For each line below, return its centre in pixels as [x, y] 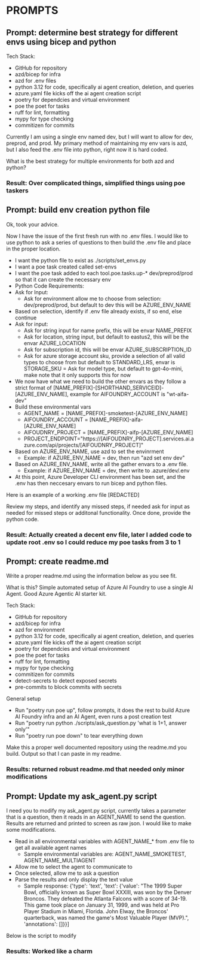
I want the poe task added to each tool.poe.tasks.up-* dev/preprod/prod [104, 273]
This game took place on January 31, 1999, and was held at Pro [101, 905]
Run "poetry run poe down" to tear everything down [79, 736]
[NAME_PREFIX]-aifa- [116, 419]
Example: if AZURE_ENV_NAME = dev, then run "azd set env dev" [104, 458]
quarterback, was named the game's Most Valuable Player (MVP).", [106, 918]
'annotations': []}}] [47, 924]
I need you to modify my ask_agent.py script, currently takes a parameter [96, 811]
